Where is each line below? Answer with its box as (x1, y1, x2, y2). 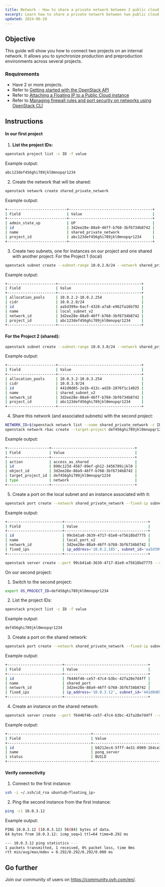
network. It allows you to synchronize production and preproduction (5, 53, 142, 59)
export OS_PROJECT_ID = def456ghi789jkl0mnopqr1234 (5, 588, 109, 593)
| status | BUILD (5, 754, 107, 760)
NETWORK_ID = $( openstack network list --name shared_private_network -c (5, 423, 155, 428)
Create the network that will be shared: (12, 179, 91, 185)
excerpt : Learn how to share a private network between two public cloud (5, 12, 160, 17)
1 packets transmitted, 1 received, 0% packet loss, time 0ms (5, 845, 135, 850)
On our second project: (5, 569, 52, 575)
